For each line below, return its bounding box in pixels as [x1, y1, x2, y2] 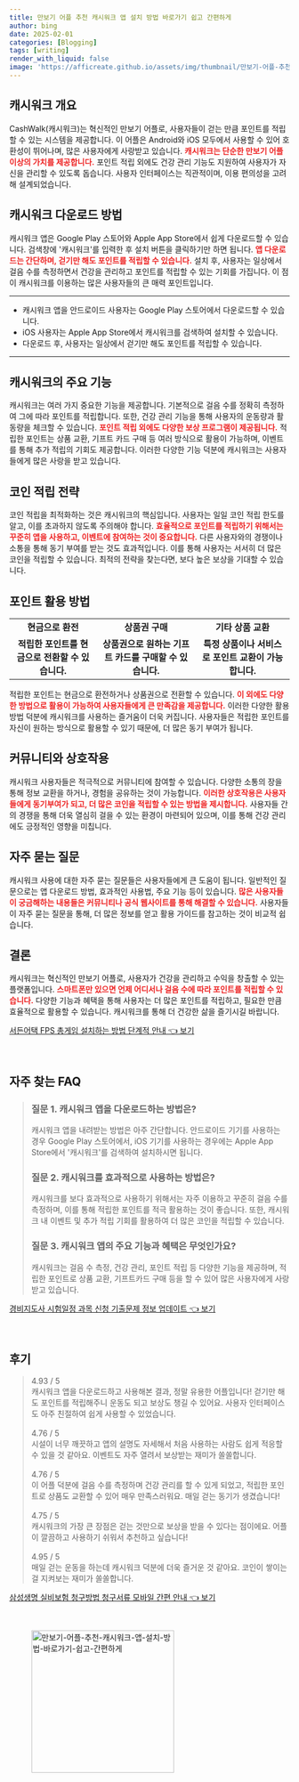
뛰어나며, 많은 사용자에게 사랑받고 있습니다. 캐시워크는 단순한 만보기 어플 [32, 145, 284, 156]
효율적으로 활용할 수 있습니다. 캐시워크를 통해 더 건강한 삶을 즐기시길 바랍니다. [9, 1007, 280, 1017]
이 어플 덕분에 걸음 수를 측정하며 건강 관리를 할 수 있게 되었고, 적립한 [30, 1479, 269, 1491]
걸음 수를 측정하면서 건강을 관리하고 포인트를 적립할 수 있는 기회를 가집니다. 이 [9, 266, 280, 277]
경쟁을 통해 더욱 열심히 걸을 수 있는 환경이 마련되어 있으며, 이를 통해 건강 [18, 809, 270, 820]
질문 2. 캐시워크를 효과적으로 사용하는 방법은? [30, 1171, 215, 1184]
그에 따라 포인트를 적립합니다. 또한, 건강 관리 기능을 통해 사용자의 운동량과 [18, 411, 275, 422]
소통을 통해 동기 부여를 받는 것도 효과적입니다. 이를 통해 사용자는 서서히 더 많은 [9, 543, 282, 554]
